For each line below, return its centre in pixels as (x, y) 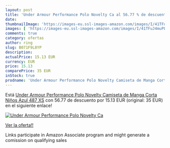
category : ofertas (25, 38)
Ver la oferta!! (19, 125)
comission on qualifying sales (36, 140)
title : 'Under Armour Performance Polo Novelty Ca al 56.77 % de (75, 15)
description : (19, 52)
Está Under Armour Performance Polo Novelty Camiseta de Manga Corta (81, 94)
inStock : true (20, 76)
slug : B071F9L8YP (24, 47)
